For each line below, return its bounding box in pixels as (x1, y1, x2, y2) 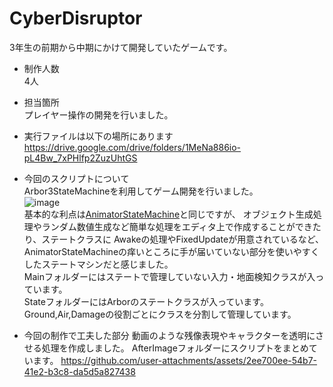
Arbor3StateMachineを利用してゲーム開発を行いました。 (23, 185, 259, 197)
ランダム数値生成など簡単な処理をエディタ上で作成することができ (41, 220, 313, 232)
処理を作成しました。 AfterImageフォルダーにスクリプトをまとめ (41, 342, 309, 354)
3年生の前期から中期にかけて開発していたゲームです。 (9, 41, 233, 53)
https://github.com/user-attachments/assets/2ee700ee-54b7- (60, 354, 318, 366)
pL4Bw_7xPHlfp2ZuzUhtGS (23, 152, 138, 164)
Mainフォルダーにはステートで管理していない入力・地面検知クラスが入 (23, 270, 316, 282)
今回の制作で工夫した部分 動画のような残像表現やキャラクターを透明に (23, 329, 316, 341)
